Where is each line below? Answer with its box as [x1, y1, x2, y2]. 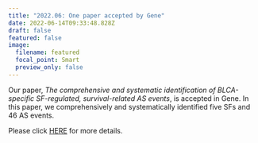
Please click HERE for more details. [8, 126, 123, 135]
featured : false [8, 33, 62, 42]
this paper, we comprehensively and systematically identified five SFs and [8, 102, 251, 111]
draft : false [8, 26, 52, 34]
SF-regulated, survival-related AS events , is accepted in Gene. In [35, 93, 249, 103]
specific [8, 93, 35, 103]
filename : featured [15, 48, 80, 56]
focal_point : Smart [15, 56, 80, 64]
